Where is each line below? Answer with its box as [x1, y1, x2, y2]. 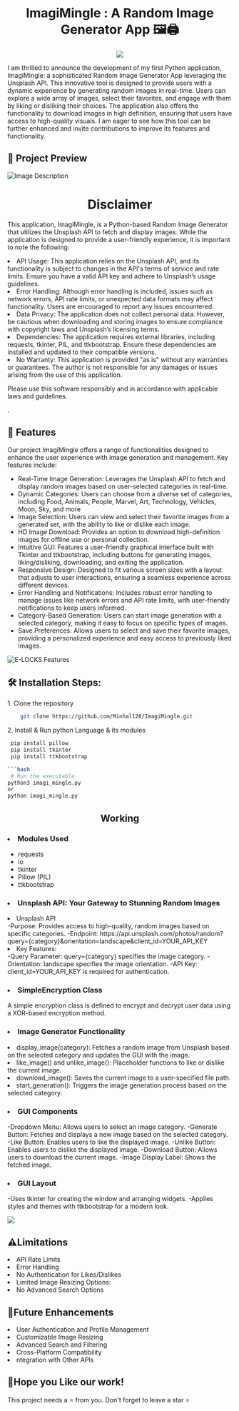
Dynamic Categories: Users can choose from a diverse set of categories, [17, 489, 233, 498]
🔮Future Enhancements [7, 1306, 114, 1318]
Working [100, 812, 140, 824]
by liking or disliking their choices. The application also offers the [7, 101, 198, 110]
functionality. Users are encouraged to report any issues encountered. [7, 302, 214, 311]
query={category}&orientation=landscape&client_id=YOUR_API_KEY [7, 937, 208, 945]
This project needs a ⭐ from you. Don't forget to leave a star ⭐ [7, 1395, 190, 1404]
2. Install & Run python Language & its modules [7, 726, 146, 735]
